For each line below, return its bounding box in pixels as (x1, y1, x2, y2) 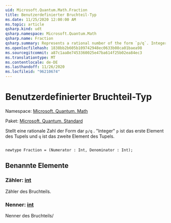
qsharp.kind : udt (5, 27, 42, 32)
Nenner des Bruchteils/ (5, 212, 54, 218)
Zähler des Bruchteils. (5, 188, 51, 194)
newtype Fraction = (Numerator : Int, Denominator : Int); (5, 147, 133, 153)
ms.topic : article (5, 21, 44, 27)
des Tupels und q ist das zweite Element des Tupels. (5, 133, 115, 139)
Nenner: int (5, 201, 34, 208)
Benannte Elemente (5, 161, 69, 170)
